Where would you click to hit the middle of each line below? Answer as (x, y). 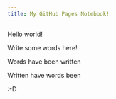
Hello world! (25, 34)
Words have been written (44, 62)
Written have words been (44, 75)
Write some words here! (43, 47)
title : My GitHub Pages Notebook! (59, 14)
